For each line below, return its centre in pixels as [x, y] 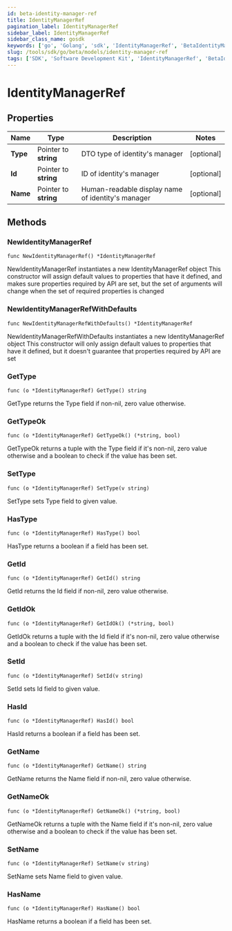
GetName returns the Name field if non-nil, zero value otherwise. [99, 779]
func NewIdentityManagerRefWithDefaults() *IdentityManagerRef [100, 323]
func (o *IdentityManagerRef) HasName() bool [74, 909]
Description [132, 138]
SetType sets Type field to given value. [62, 501]
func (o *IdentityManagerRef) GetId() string [74, 578]
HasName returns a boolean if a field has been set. [79, 921]
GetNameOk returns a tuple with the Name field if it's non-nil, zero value [110, 824]
